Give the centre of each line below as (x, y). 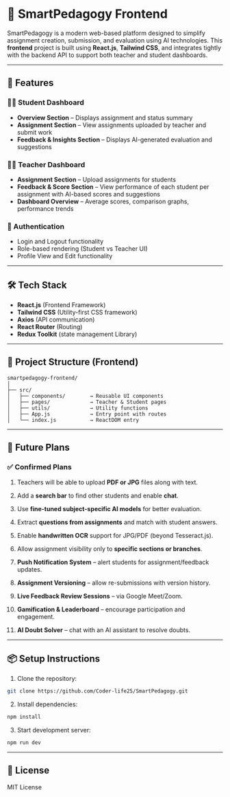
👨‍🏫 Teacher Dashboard (46, 164)
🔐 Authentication (36, 226)
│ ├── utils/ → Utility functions (78, 408)
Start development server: (54, 730)
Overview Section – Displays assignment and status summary (105, 117)
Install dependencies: (47, 704)
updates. (29, 569)
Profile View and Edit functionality (65, 256)
